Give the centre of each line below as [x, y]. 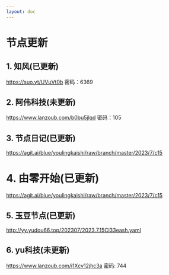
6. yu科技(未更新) [38, 250]
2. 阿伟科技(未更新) [41, 102]
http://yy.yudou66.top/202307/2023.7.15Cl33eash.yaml [74, 230]
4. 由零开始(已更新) [53, 179]
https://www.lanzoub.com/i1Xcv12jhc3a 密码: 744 [66, 266]
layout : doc [21, 12]
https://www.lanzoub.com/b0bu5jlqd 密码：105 [64, 118]
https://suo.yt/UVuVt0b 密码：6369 [50, 82]
